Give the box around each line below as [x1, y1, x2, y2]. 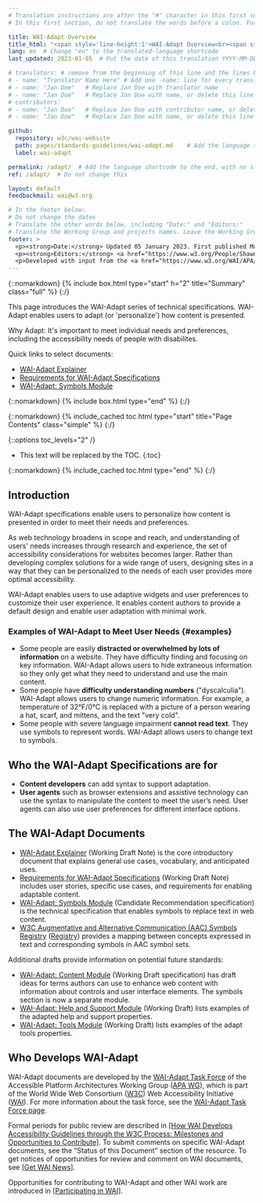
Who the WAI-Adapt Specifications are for [8, 759, 218, 772]
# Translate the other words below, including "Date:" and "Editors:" [8, 221, 243, 229]
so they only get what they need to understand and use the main [19, 669, 229, 678]
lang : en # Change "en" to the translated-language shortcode [8, 48, 219, 56]
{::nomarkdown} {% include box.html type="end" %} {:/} [8, 397, 190, 406]
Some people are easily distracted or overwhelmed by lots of [19, 644, 221, 653]
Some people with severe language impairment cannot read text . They [19, 719, 249, 729]
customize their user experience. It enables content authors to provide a [8, 598, 241, 607]
